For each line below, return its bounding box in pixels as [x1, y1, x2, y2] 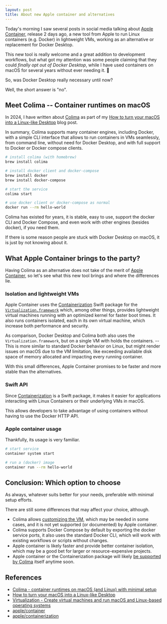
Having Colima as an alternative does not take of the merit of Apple [5, 268, 143, 273]
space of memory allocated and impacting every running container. [5, 354, 144, 360]
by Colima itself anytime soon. [12, 559, 75, 565]
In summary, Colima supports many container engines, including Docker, [5, 129, 155, 135]
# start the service [5, 187, 48, 192]
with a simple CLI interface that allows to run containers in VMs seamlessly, [5, 134, 161, 140]
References [5, 573, 42, 582]
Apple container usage [5, 425, 62, 432]
